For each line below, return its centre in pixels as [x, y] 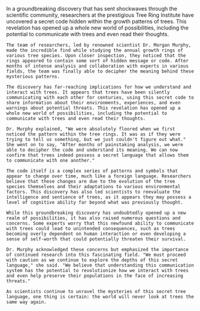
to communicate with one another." [51, 161]
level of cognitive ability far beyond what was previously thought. [95, 203]
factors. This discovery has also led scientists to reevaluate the [93, 192]
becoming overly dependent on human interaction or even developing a [96, 234]
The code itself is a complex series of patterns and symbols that [92, 171]
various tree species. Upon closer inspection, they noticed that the [96, 56]
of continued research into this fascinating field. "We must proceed [96, 255]
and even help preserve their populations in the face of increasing [95, 276]
